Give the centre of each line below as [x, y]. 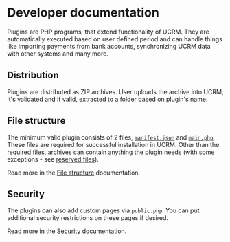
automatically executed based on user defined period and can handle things [115, 38]
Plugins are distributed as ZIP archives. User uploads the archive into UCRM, [115, 91]
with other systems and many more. [58, 54]
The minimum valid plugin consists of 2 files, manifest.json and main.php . [111, 137]
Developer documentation [83, 13]
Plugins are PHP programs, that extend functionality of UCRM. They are [108, 32]
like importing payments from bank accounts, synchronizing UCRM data [109, 46]
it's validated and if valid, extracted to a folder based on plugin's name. [107, 99]
